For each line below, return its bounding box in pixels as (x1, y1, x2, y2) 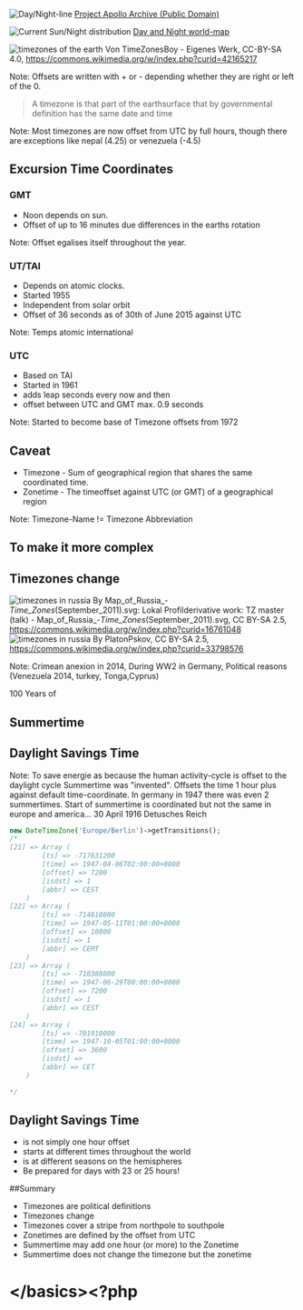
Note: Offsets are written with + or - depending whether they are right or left (9, 71, 295, 82)
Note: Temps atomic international (9, 326, 133, 337)
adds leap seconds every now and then (22, 389, 171, 400)
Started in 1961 (22, 380, 79, 391)
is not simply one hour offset (22, 1136, 130, 1147)
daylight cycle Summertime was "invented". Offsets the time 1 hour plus (9, 779, 277, 790)
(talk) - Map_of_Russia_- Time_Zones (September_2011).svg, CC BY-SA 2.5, (9, 615, 288, 625)
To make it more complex (9, 540, 154, 555)
